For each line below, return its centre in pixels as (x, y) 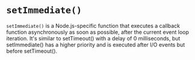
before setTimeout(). (32, 51)
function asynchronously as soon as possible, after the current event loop (98, 32)
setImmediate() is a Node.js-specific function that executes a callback (93, 26)
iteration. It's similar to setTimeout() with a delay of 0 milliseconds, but (93, 38)
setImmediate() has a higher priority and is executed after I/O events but (96, 45)
